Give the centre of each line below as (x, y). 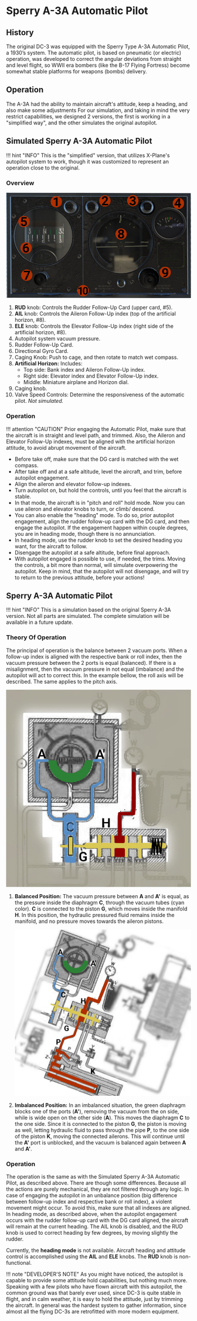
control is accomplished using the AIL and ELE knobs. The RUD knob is (92, 1257)
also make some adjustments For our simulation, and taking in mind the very (98, 110)
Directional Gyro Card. (41, 351)
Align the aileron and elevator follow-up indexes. (73, 484)
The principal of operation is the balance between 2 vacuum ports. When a (97, 650)
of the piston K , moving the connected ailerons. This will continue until (99, 1136)
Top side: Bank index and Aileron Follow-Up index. (84, 370)
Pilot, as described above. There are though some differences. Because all (96, 1183)
